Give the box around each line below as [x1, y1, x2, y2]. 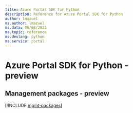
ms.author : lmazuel [5, 20, 45, 26]
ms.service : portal [5, 39, 45, 44]
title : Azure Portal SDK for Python [5, 7, 79, 12]
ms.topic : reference [5, 30, 47, 35]
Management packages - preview [5, 90, 110, 98]
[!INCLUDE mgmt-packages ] [5, 102, 62, 108]
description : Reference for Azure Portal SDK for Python [5, 12, 123, 17]
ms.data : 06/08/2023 [5, 25, 47, 30]
